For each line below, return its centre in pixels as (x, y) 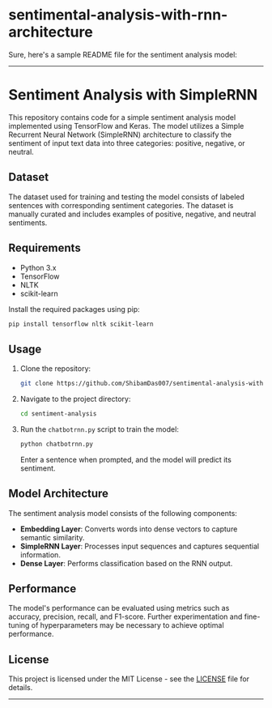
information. (40, 554)
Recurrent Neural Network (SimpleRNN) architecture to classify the (120, 134)
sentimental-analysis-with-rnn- (118, 15)
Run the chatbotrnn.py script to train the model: (100, 429)
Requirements (45, 248)
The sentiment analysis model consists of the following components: (123, 513)
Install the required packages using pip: (74, 309)
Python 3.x (38, 267)
